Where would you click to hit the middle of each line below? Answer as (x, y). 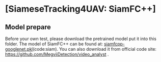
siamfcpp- (114, 44)
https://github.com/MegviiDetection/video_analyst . (57, 54)
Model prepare (28, 27)
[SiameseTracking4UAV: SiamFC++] (80, 9)
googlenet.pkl (19, 49)
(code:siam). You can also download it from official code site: (94, 49)
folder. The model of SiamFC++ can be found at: (54, 44)
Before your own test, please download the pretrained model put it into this (81, 39)
